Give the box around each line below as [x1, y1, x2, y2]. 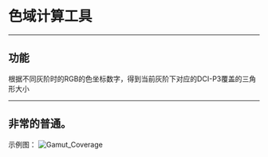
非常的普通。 [8, 117, 72, 131]
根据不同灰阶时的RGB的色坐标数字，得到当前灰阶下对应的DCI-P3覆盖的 [8, 73, 242, 84]
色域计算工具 [8, 7, 93, 26]
